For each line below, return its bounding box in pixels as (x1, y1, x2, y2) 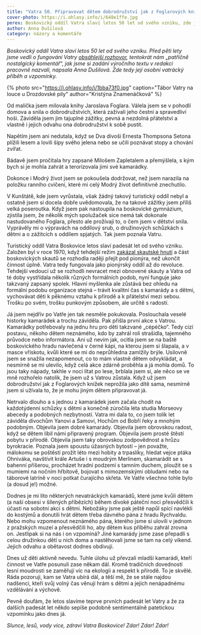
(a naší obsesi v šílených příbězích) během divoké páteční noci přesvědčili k (7, 498, 194, 506)
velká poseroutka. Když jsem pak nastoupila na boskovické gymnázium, (7, 205, 184, 212)
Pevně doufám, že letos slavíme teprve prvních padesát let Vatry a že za (7, 597, 184, 605)
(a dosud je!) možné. (7, 481, 58, 488)
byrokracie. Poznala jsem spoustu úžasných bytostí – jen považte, (7, 442, 169, 450)
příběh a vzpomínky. (7, 73, 57, 80)
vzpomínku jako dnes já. (7, 611, 66, 618)
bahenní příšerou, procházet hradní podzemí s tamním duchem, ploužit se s (7, 461, 193, 469)
